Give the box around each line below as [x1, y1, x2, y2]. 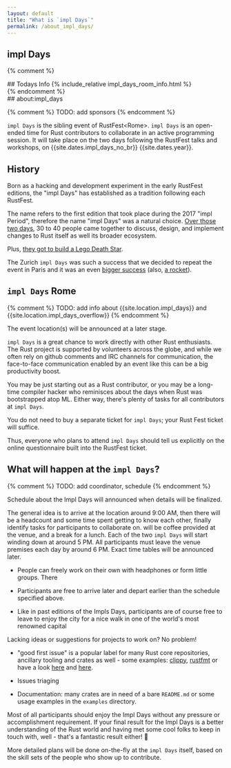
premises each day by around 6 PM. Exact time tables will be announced [7, 545, 214, 553]
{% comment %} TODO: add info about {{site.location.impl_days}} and [7, 304, 207, 312]
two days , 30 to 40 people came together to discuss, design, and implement [7, 225, 224, 232]
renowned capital [17, 621, 67, 630]
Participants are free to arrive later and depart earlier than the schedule [17, 586, 221, 594]
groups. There [17, 573, 58, 581]
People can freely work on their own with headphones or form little [17, 565, 208, 574]
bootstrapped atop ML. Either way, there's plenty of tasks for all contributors [7, 395, 225, 403]
